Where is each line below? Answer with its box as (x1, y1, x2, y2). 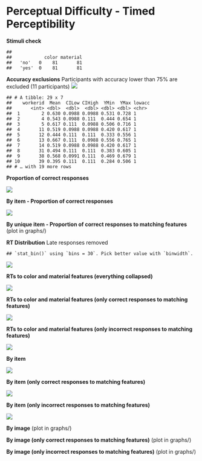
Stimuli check (6, 37, 42, 44)
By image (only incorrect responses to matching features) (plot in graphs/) (6, 448, 197, 455)
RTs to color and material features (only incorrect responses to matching (6, 325, 193, 332)
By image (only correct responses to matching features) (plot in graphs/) (6, 436, 192, 443)
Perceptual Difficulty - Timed (6, 4, 155, 18)
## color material (6, 54, 83, 60)
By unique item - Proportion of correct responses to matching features (6, 220, 187, 228)
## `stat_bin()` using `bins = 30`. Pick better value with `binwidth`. (6, 250, 194, 256)
